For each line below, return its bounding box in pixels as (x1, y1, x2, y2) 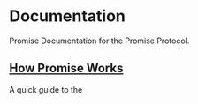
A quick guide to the (9, 84, 83, 94)
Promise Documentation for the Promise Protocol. (9, 35, 190, 46)
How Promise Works (9, 61, 124, 76)
